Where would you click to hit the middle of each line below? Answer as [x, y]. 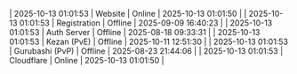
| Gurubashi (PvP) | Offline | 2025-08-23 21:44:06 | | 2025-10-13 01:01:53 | [146, 51]
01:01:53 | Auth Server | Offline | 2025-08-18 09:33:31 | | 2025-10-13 [135, 32]
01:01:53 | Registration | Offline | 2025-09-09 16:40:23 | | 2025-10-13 [146, 23]
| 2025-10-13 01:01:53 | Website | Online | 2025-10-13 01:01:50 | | [128, 14]
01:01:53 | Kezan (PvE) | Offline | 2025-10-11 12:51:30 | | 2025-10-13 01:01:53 [149, 41]
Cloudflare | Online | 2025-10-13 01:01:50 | [87, 60]
